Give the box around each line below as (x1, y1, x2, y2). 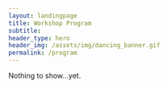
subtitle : (8, 26, 42, 34)
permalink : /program (8, 49, 78, 57)
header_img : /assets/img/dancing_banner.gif (8, 42, 161, 50)
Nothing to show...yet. (8, 71, 81, 80)
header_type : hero (8, 34, 70, 42)
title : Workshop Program (8, 19, 92, 27)
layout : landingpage (8, 11, 78, 20)
